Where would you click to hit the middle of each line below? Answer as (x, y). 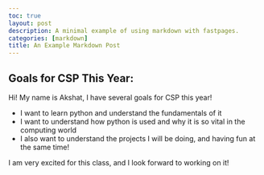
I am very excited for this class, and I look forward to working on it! (119, 162)
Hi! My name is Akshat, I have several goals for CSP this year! (110, 97)
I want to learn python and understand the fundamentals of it (121, 112)
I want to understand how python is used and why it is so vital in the (132, 121)
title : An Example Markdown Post (64, 46)
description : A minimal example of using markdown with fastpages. (124, 31)
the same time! (45, 147)
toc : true (25, 16)
